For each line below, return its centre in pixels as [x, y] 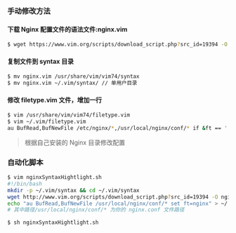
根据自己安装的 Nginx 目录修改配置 [75, 142]
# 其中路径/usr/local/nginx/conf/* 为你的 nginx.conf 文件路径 [96, 210]
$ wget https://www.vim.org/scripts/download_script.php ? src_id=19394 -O [118, 45]
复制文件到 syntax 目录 [41, 61]
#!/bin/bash [25, 184]
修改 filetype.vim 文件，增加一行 [54, 100]
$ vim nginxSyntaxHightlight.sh [54, 178]
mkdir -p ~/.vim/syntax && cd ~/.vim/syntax [73, 190]
